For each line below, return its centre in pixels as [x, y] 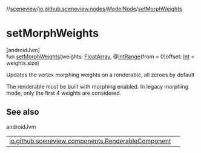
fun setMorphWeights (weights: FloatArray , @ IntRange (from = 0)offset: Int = [100, 56]
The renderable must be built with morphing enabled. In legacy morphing [97, 86]
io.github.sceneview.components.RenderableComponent [90, 141]
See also [23, 112]
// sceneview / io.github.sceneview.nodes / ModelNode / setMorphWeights [94, 9]
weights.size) [23, 63]
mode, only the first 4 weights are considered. [64, 93]
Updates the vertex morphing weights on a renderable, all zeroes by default [100, 75]
